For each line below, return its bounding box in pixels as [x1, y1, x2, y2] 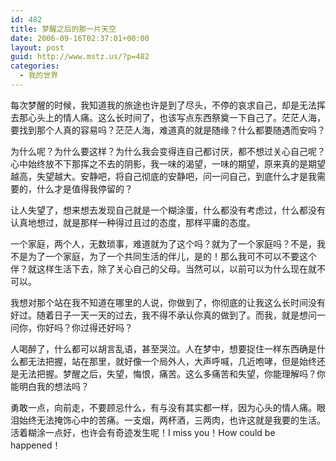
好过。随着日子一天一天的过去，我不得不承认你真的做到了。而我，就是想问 [10, 309, 317, 321]
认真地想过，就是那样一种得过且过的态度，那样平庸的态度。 [10, 216, 256, 228]
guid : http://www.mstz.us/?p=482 [10, 52, 150, 62]
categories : [10, 61, 60, 71]
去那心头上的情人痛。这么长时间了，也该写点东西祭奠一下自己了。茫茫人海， [10, 111, 326, 123]
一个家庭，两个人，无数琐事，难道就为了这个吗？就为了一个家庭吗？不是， [10, 237, 317, 250]
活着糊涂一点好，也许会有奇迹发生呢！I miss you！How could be [10, 426, 276, 438]
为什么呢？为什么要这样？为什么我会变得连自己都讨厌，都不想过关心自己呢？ [10, 145, 326, 157]
